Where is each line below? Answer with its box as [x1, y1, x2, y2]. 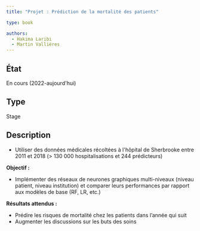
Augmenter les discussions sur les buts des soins [14, 218, 137, 225]
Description [6, 130, 51, 141]
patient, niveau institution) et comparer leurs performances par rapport [14, 182, 190, 189]
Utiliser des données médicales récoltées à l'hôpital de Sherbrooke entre [14, 146, 195, 153]
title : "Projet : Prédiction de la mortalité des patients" [6, 8, 159, 15]
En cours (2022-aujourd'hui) [6, 79, 76, 87]
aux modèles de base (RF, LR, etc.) [14, 188, 101, 195]
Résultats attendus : [6, 200, 57, 207]
